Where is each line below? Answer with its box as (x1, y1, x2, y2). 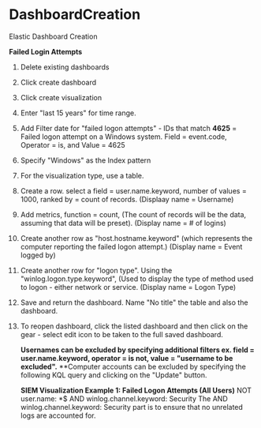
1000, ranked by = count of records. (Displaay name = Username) (20, 194, 234, 204)
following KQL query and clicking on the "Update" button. (20, 370, 207, 380)
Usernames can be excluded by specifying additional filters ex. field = (20, 345, 255, 355)
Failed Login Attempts (9, 47, 83, 56)
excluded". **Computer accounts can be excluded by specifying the (20, 362, 247, 371)
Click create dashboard (20, 77, 97, 87)
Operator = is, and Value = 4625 (20, 140, 125, 149)
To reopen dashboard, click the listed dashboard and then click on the (20, 321, 248, 331)
